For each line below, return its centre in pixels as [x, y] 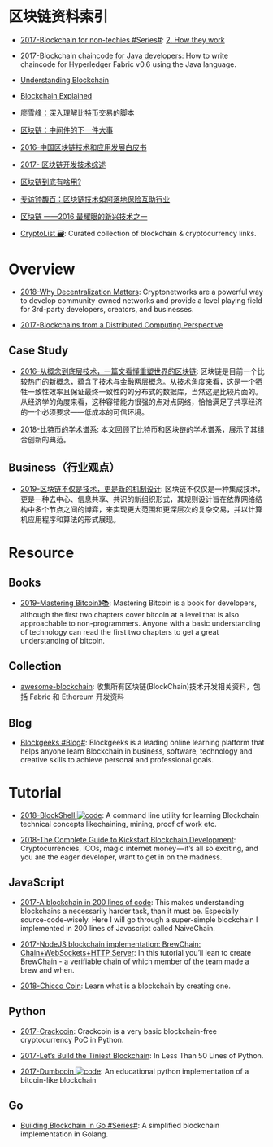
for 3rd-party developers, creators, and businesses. [107, 309]
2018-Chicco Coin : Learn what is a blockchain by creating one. [126, 986]
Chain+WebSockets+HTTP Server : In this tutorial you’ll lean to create [136, 952]
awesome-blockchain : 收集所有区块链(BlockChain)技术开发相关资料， [137, 687]
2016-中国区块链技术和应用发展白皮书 [83, 147]
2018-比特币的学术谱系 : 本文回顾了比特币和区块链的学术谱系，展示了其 [139, 429]
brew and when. [47, 969]
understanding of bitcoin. [63, 640]
